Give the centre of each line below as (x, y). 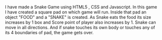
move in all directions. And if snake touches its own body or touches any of (80, 27)
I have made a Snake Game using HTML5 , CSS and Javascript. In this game (81, 7)
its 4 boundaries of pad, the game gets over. (49, 33)
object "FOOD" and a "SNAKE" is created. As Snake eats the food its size (78, 17)
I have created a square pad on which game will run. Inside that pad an (76, 12)
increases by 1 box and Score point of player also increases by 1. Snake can (81, 22)
